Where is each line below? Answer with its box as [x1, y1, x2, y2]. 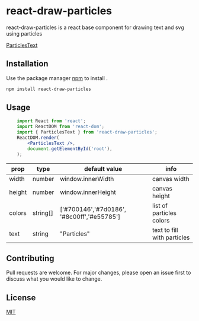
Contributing [6, 253, 54, 263]
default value [84, 164, 123, 173]
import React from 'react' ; [17, 118, 86, 124]
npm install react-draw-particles [6, 86, 92, 92]
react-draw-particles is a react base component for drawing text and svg [6, 24, 185, 31]
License [6, 293, 36, 303]
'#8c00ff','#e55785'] [60, 212, 120, 221]
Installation [6, 59, 49, 69]
